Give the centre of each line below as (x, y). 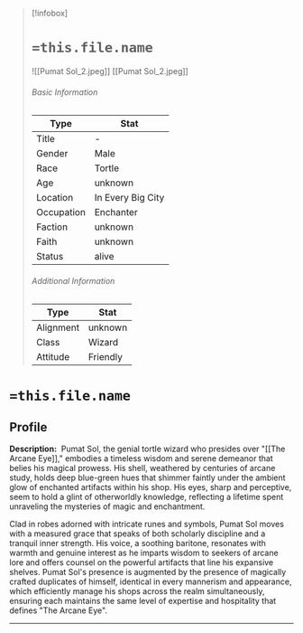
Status (50, 257)
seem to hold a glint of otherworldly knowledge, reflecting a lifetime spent (147, 497)
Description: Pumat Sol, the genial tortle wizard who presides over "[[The (147, 449)
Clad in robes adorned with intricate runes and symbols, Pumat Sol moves (147, 524)
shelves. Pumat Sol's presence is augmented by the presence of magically (148, 572)
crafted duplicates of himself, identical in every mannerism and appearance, (151, 581)
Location (55, 198)
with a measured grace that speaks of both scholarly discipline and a (138, 534)
